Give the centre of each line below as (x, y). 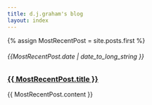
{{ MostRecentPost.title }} (53, 79)
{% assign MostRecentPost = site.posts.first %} (76, 40)
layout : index (28, 20)
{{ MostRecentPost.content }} (50, 94)
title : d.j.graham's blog (45, 14)
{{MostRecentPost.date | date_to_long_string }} (76, 56)
